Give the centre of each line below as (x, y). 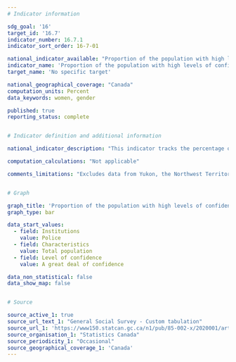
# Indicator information (44, 14)
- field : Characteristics (52, 244)
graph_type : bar (31, 212)
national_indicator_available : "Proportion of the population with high (116, 59)
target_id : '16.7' (34, 33)
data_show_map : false (39, 283)
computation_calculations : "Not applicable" (73, 161)
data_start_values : (36, 225)
